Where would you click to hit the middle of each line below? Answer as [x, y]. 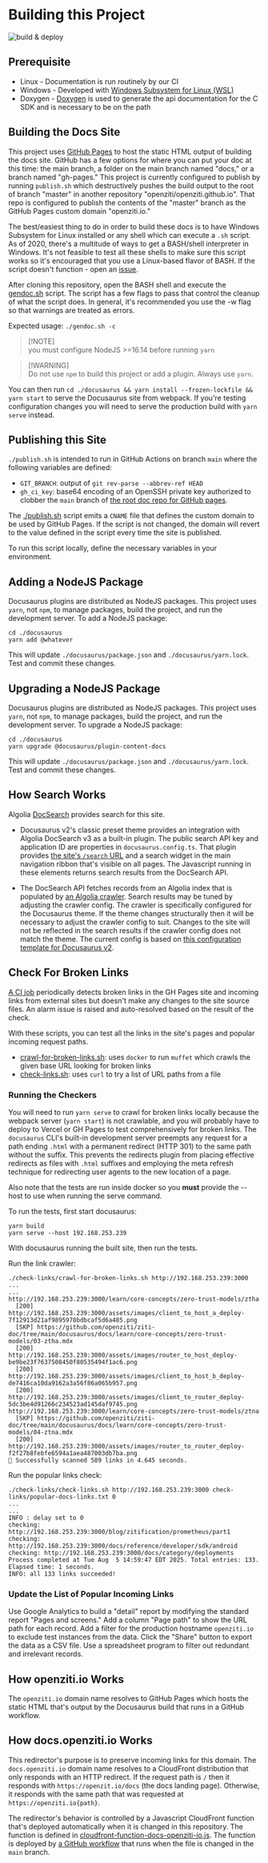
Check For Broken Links [69, 973]
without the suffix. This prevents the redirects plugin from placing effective [131, 1154]
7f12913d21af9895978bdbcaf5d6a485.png [73, 1320]
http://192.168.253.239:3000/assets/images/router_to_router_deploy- [127, 1446]
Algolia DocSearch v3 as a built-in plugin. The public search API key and [139, 838]
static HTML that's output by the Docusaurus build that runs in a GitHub [126, 1707]
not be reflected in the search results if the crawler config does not [130, 930]
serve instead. [31, 415]
